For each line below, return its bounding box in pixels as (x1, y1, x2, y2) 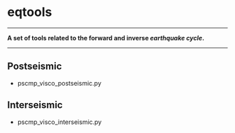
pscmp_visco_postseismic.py (17, 79, 101, 87)
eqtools (7, 4, 52, 20)
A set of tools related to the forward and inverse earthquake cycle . (7, 33, 205, 42)
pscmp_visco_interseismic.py (17, 118, 102, 126)
